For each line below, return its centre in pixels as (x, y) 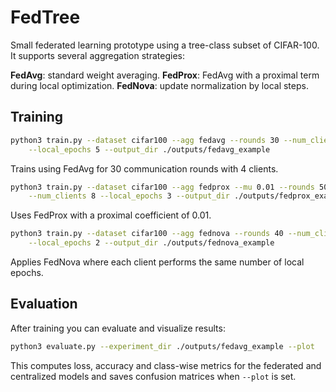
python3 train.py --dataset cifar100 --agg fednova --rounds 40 (147, 234)
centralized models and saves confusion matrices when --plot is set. (153, 376)
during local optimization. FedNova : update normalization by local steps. (159, 85)
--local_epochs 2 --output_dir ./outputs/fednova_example (151, 243)
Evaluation (44, 304)
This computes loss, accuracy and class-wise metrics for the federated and (166, 365)
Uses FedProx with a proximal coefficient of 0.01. (111, 215)
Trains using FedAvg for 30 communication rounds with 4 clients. (144, 168)
